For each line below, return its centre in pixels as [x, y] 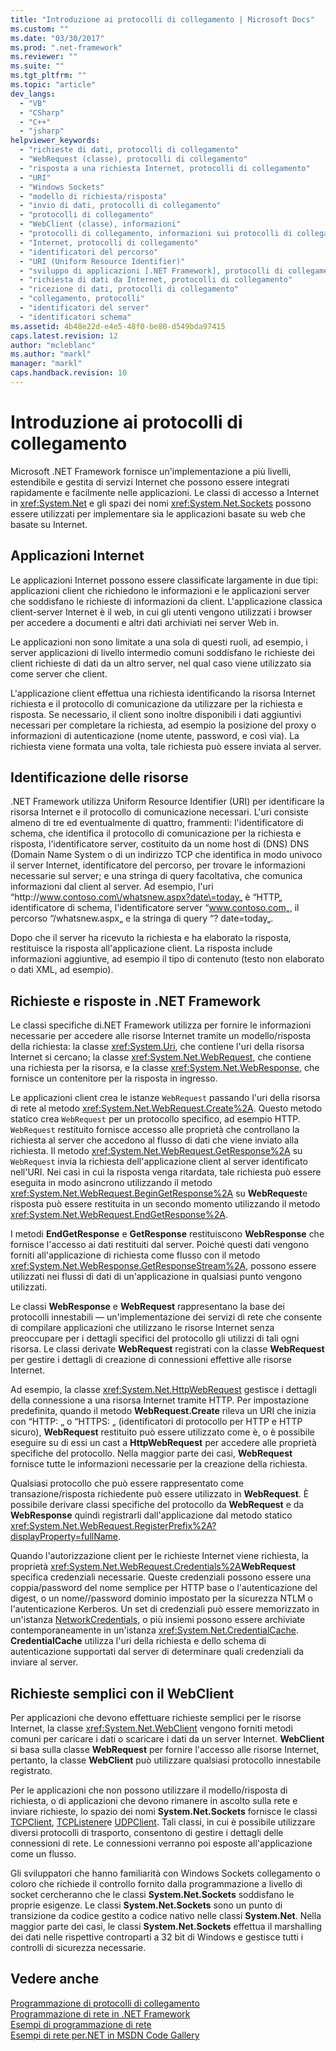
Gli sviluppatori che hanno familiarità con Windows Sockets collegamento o [165, 1873]
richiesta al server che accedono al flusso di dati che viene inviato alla [155, 1140]
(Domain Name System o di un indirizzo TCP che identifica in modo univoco [166, 855]
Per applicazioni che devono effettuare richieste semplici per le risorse [156, 1718]
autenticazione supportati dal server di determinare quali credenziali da [157, 1652]
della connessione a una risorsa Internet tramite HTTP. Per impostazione [160, 1400]
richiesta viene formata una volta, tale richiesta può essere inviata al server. [166, 746]
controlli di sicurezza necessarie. [78, 1948]
